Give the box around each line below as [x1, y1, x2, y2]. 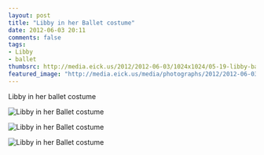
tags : [8, 41, 26, 49]
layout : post [8, 11, 51, 20]
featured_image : [8, 70, 61, 78]
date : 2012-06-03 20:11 [8, 26, 86, 34]
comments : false [8, 33, 61, 42]
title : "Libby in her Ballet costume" [8, 19, 135, 27]
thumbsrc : [8, 63, 41, 71]
